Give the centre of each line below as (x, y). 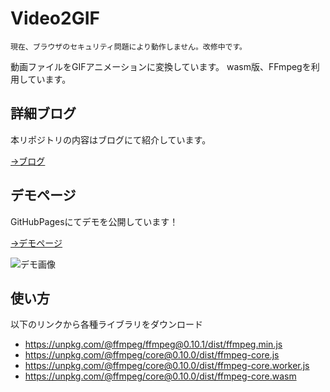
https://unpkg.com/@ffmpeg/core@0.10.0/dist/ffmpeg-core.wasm (160, 376)
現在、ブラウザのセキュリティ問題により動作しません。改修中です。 (129, 47)
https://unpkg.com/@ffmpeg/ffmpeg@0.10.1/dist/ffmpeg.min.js (153, 344)
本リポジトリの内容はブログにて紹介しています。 (111, 139)
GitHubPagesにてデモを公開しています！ (94, 221)
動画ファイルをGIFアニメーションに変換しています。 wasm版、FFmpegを (161, 66)
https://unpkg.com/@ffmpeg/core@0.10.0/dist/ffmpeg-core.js (152, 355)
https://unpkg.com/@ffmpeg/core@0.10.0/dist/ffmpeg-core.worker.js (167, 366)
